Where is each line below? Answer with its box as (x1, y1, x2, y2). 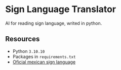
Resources (5, 35, 40, 43)
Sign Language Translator (5, 4, 116, 15)
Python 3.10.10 (12, 48, 45, 54)
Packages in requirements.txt (12, 53, 76, 59)
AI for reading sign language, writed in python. (5, 20, 102, 26)
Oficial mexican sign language (12, 59, 76, 65)
